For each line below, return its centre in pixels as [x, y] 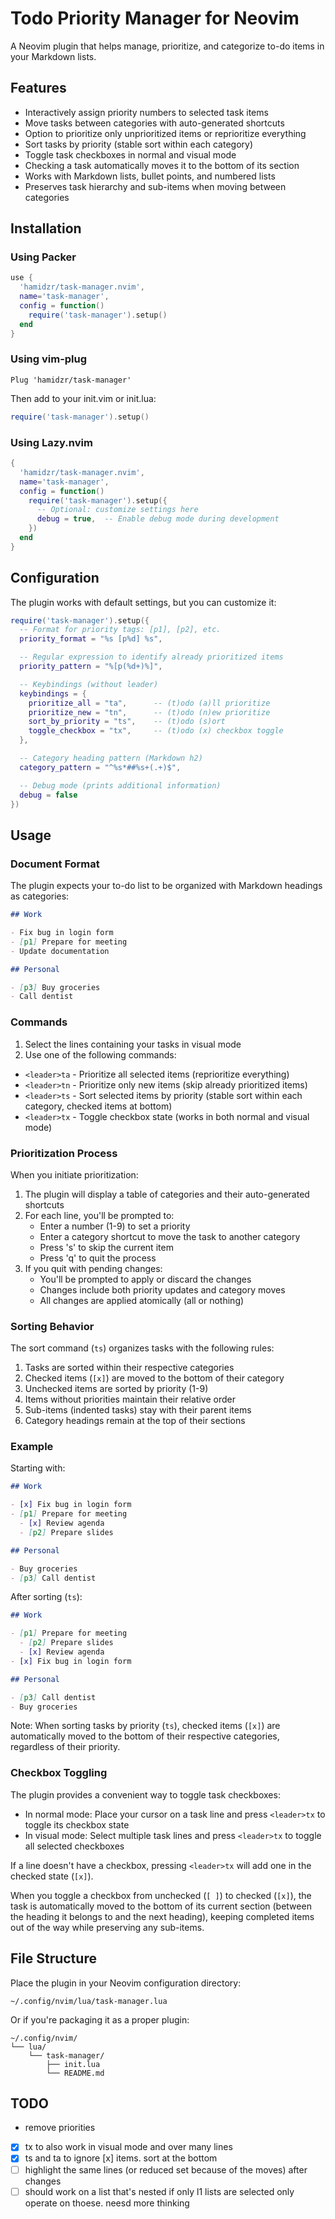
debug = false [48, 795]
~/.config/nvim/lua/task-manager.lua [89, 2001]
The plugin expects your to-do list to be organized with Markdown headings [166, 886]
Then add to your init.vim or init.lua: [83, 398]
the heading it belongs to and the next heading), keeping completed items [162, 1916]
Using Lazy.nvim [51, 442]
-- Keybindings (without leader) [89, 684]
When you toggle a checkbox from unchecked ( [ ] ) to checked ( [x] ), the [161, 1895]
